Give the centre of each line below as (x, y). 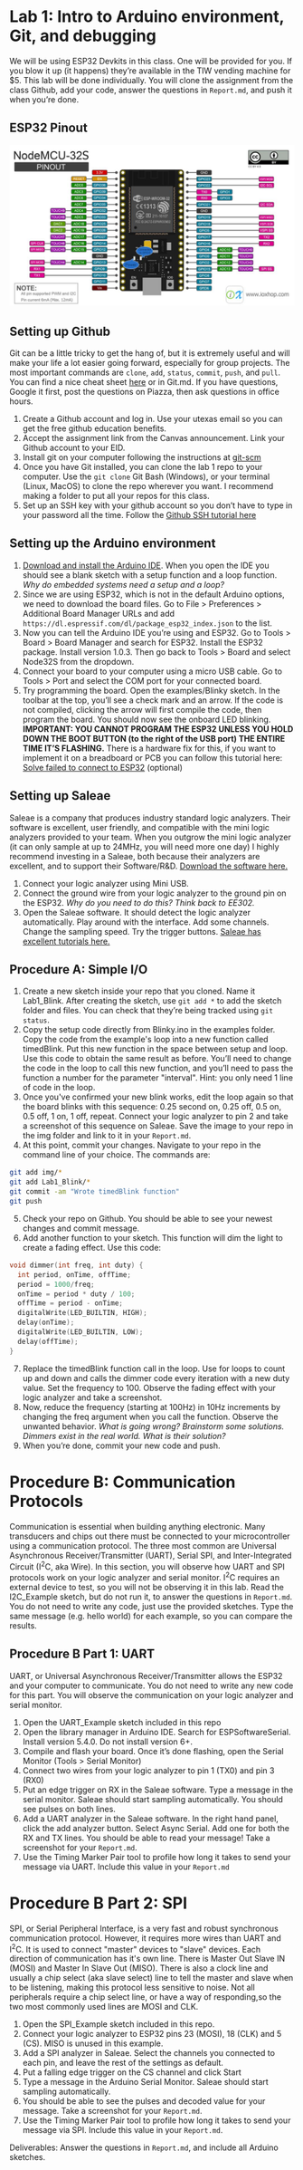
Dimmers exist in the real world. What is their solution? (124, 1435)
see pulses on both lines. (69, 1809)
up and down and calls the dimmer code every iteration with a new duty (156, 1378)
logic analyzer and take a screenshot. (92, 1397)
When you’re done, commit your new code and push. (121, 1445)
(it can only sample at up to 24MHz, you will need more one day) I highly (144, 846)
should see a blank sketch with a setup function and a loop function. (150, 575)
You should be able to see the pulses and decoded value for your (144, 2101)
